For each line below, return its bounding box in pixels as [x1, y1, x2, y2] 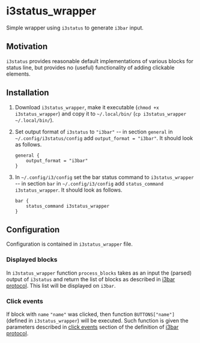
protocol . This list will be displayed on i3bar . [6, 282, 116, 289]
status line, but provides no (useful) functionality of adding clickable [6, 64, 175, 71]
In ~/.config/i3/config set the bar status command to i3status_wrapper [14, 173, 194, 181]
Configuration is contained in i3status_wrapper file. [6, 240, 133, 247]
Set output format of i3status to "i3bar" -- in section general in [14, 128, 173, 135]
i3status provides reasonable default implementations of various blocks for [6, 57, 194, 64]
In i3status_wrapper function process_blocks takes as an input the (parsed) [6, 269, 192, 276]
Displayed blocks [6, 255, 58, 264]
